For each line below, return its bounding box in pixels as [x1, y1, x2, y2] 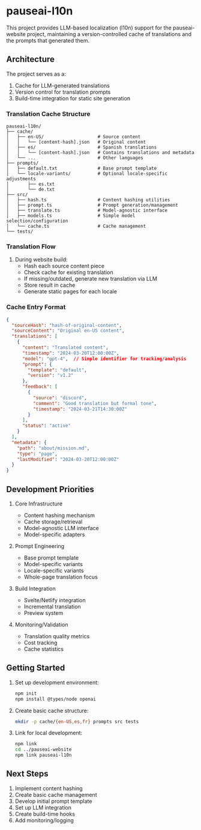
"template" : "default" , [28, 367, 87, 373]
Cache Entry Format [6, 303, 66, 311]
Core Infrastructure [14, 500, 63, 507]
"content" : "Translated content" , [22, 344, 109, 351]
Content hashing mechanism [23, 511, 95, 519]
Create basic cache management [14, 791, 97, 798]
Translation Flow [6, 242, 56, 251]
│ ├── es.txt [6, 182, 55, 188]
